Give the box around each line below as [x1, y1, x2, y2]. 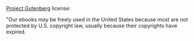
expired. [6, 28, 26, 35]
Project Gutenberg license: [6, 5, 71, 12]
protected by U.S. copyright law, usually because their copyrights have [6, 23, 178, 29]
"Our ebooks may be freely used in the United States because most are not [6, 16, 188, 23]
